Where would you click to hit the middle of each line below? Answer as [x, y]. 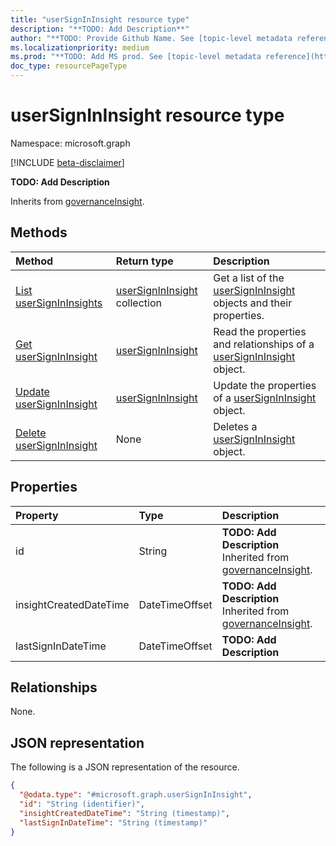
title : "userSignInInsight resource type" [100, 19]
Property [37, 515]
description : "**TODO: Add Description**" [100, 29]
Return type [144, 261]
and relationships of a [264, 344]
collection [138, 303]
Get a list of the [249, 278]
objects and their [253, 303]
